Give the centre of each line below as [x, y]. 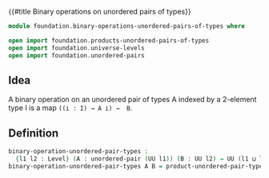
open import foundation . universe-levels [77, 48]
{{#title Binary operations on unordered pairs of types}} [100, 12]
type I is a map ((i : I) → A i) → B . [70, 108]
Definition [33, 133]
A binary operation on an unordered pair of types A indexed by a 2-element [132, 100]
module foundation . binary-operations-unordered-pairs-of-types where [127, 26]
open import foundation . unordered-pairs [77, 55]
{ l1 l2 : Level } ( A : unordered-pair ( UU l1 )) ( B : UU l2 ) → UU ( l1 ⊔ [136, 159]
